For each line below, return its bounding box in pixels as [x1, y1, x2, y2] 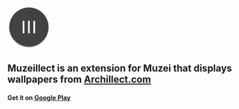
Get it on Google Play [7, 93, 71, 102]
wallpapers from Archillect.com [7, 73, 151, 85]
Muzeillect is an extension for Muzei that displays [7, 63, 233, 75]
